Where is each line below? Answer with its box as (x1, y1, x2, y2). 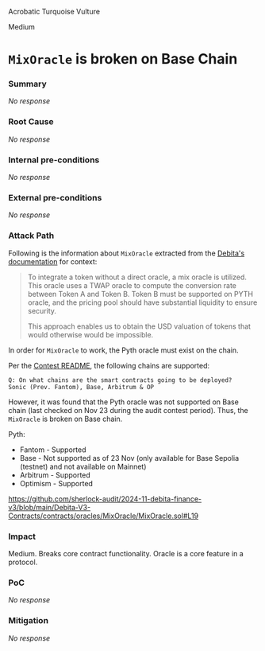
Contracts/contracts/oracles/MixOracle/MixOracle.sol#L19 (8, 511, 199, 520)
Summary (8, 79, 48, 90)
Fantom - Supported (19, 445, 86, 454)
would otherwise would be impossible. (27, 329, 154, 339)
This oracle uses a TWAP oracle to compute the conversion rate (27, 280, 236, 290)
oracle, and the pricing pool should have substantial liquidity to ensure (27, 298, 258, 307)
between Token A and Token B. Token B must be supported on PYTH (27, 289, 254, 298)
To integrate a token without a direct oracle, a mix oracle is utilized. (27, 272, 248, 282)
